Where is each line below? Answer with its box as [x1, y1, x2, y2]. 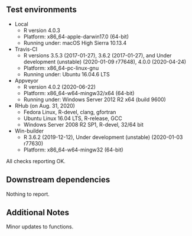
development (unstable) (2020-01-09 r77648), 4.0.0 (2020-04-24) [23, 58, 187, 65]
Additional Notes [6, 208, 70, 218]
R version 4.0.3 [23, 27, 60, 34]
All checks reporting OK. [6, 157, 66, 164]
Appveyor [14, 77, 39, 84]
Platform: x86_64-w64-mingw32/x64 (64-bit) [23, 89, 135, 96]
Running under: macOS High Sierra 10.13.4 [23, 39, 127, 46]
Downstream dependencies [6, 174, 110, 185]
